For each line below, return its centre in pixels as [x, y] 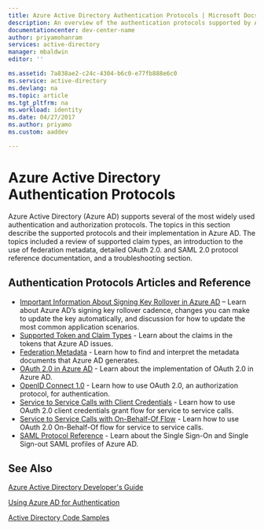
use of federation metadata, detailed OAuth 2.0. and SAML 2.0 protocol [123, 249]
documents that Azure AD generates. [79, 360]
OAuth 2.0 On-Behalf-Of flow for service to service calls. [112, 427]
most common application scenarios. [79, 326]
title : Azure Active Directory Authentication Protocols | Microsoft [125, 15]
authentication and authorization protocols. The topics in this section [119, 224]
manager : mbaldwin [38, 52]
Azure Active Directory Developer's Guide [76, 488]
